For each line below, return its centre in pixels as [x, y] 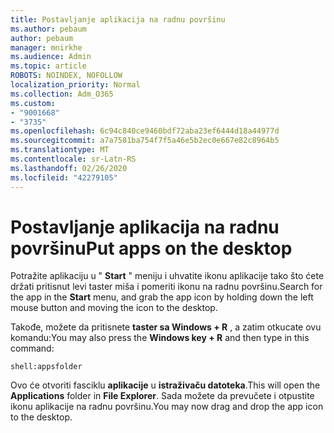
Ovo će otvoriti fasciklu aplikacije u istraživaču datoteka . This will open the [165, 385]
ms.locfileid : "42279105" [64, 177]
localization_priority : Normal [75, 85]
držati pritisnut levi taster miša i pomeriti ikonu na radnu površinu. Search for [166, 287]
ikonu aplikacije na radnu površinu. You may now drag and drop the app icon [167, 407]
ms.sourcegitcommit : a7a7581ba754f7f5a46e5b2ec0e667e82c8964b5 [145, 141]
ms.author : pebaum [48, 29]
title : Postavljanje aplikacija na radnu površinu [118, 19]
